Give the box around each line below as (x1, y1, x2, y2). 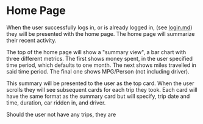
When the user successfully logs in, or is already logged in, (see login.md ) (6, 24, 193, 31)
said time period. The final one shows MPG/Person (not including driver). (6, 67, 190, 75)
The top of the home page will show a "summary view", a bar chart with (6, 48, 187, 55)
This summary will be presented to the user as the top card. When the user (6, 80, 194, 87)
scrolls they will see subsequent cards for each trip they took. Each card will (6, 86, 198, 93)
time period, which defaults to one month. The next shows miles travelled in (6, 61, 197, 69)
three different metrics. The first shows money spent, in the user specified (6, 55, 193, 62)
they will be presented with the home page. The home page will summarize (6, 30, 195, 37)
